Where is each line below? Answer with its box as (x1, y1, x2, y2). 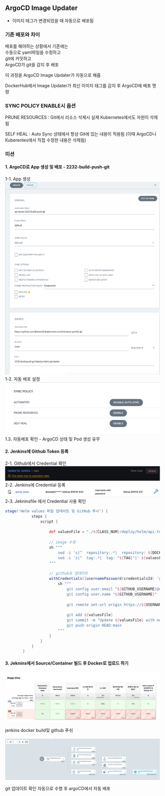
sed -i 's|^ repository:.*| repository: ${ (57, 550, 153, 555)
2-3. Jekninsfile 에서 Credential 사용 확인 (5, 498, 86, 504)
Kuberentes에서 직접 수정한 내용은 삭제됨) (5, 137, 86, 143)
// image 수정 (49, 540, 76, 545)
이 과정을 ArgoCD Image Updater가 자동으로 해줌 (5, 72, 101, 78)
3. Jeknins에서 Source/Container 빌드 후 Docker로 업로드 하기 (5, 660, 129, 666)
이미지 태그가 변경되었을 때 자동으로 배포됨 (12, 17, 94, 24)
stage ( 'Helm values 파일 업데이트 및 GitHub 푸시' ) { (5, 508, 108, 514)
